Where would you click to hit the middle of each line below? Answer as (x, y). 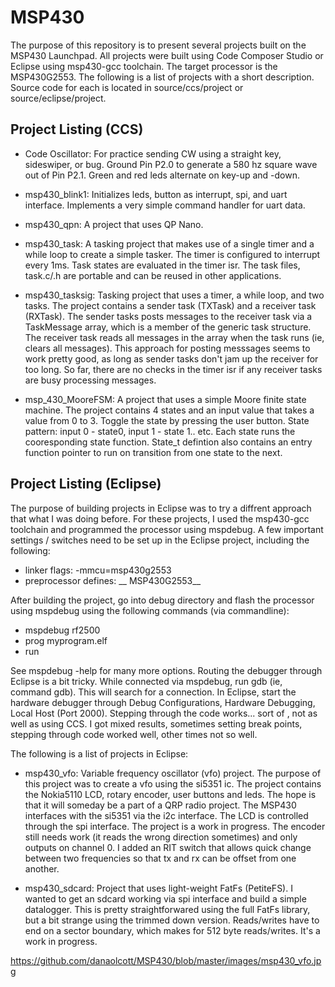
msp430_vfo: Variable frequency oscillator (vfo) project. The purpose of (173, 773)
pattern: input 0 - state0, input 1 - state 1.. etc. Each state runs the (160, 431)
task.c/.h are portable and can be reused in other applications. (153, 275)
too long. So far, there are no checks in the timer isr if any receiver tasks (173, 369)
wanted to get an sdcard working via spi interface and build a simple (165, 898)
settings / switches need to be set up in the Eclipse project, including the (160, 540)
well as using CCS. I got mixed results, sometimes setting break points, (156, 723)
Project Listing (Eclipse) (86, 484)
